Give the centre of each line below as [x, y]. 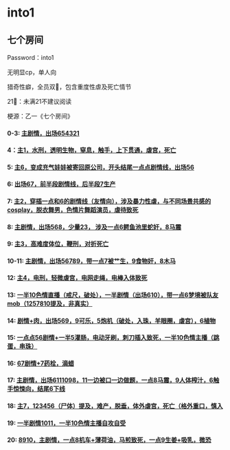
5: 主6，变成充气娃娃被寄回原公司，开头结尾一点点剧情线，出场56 [101, 167]
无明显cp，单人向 [32, 72]
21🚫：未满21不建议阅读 [39, 101]
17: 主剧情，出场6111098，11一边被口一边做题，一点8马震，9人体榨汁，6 [110, 381]
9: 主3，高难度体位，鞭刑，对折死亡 [58, 244]
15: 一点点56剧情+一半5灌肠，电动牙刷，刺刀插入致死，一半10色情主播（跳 [113, 338]
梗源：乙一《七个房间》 [40, 116]
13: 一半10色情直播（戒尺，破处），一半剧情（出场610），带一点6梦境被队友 [113, 294]
